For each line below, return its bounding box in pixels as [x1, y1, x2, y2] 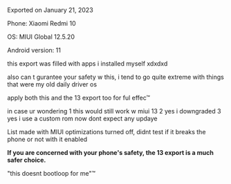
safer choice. [7, 156, 46, 164]
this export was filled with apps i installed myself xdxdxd [7, 59, 168, 68]
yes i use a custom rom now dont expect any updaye [7, 114, 158, 122]
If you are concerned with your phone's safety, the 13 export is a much [7, 149, 214, 156]
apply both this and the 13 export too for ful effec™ [7, 93, 151, 102]
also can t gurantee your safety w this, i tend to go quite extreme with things [7, 73, 225, 81]
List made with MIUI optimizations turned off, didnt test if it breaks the [7, 128, 206, 136]
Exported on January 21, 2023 [7, 6, 93, 14]
